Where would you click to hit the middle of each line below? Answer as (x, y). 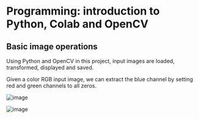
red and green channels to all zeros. (51, 86)
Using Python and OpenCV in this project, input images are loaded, (91, 61)
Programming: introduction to (83, 11)
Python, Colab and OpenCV (77, 24)
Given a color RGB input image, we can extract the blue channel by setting (100, 79)
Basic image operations (52, 46)
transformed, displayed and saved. (50, 67)
